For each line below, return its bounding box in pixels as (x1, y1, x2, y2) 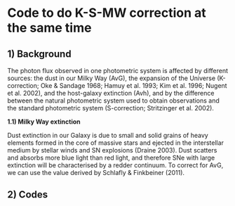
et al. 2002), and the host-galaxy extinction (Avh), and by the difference (7, 89, 215, 97)
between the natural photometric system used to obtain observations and (7, 96, 220, 105)
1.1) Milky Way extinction (7, 117, 81, 126)
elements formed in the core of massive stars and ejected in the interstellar (7, 139, 224, 147)
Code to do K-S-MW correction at (7, 5, 207, 21)
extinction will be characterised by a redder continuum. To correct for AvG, (7, 161, 224, 169)
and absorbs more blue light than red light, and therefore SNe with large (7, 153, 215, 162)
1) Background (7, 48, 72, 60)
